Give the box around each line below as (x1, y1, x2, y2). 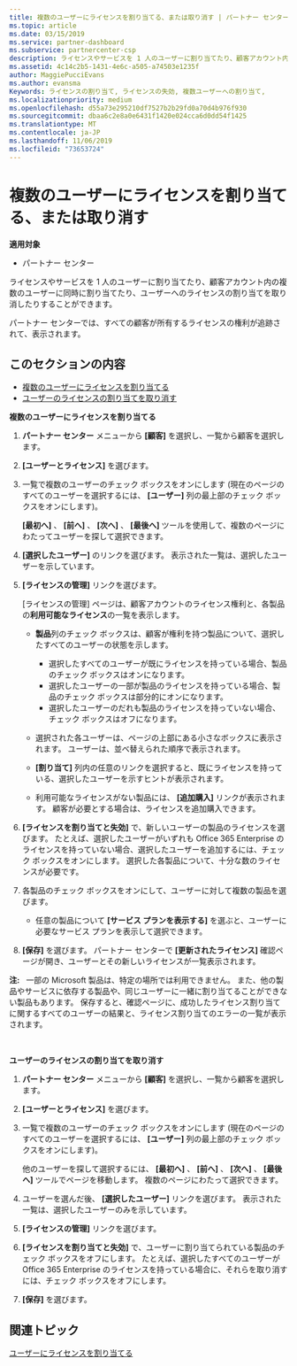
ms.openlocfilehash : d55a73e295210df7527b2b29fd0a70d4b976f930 (9, 104, 247, 112)
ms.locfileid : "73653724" (9, 144, 104, 153)
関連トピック (9, 1323, 80, 1338)
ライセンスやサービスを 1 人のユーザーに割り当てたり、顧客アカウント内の (9, 276, 280, 287)
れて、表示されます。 (9, 328, 86, 339)
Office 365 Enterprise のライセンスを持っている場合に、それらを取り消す (21, 1264, 288, 1275)
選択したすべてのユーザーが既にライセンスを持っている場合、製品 (48, 659, 287, 669)
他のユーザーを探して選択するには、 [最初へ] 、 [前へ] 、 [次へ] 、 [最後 (21, 1163, 283, 1174)
